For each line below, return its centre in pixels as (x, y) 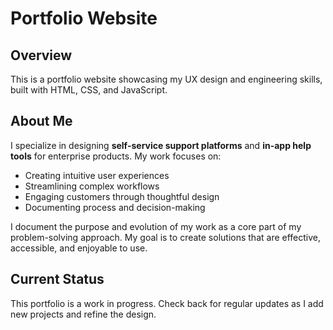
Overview (41, 55)
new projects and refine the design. (83, 314)
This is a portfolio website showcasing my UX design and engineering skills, (166, 79)
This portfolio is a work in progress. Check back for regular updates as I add (167, 303)
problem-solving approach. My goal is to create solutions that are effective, (166, 237)
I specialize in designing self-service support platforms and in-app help (161, 145)
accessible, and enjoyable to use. (79, 248)
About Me (41, 121)
